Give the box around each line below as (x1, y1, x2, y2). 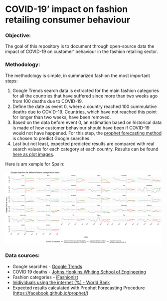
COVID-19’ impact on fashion (5, 3, 128, 15)
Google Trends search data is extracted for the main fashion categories (12, 87, 160, 93)
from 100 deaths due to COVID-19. (12, 98, 83, 104)
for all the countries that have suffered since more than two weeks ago (12, 92, 158, 98)
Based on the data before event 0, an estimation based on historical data (12, 119, 162, 125)
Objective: (5, 32, 31, 39)
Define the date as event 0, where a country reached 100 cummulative (12, 103, 157, 109)
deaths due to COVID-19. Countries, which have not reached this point (12, 108, 157, 114)
